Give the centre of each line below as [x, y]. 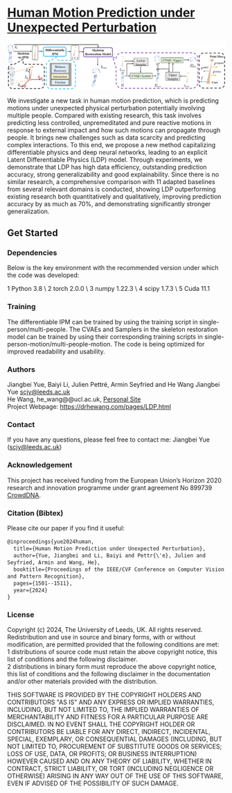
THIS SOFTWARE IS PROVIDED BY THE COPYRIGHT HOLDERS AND [105, 695]
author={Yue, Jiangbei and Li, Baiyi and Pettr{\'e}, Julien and [110, 556]
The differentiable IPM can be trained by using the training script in [102, 322]
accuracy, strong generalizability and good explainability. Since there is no [113, 174]
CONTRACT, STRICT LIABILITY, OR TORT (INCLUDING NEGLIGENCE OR [110, 769]
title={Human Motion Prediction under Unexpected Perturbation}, [110, 549]
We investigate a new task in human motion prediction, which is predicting [113, 100]
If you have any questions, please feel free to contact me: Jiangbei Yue [108, 440]
